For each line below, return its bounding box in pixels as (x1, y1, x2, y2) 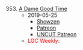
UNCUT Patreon (36, 31, 77, 38)
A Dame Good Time (18, 5, 68, 12)
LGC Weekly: (27, 37, 60, 44)
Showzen (36, 18, 60, 25)
